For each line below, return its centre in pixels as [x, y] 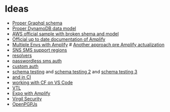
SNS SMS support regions [39, 50]
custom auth [25, 66]
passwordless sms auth [37, 61]
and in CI [22, 77]
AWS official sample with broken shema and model [65, 34]
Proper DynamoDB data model [44, 28]
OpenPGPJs [25, 104]
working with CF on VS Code [42, 82]
